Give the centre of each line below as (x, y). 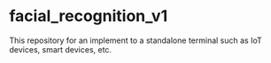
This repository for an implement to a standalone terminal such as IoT (136, 40)
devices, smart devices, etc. (61, 49)
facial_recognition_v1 (89, 16)
